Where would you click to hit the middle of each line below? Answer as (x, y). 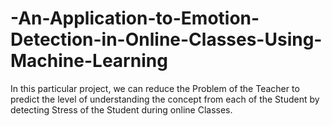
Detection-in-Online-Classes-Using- (166, 39)
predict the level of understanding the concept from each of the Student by (165, 99)
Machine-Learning (89, 61)
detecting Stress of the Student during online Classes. (121, 109)
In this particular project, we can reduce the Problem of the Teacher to (155, 88)
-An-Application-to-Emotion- (135, 18)
